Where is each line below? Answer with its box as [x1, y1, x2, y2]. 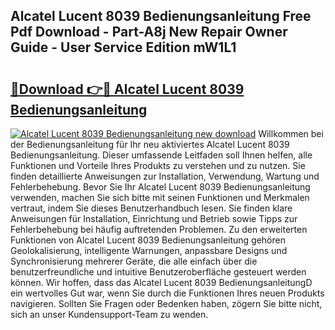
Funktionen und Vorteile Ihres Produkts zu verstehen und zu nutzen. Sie [10, 160, 306, 171]
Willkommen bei [258, 128, 324, 139]
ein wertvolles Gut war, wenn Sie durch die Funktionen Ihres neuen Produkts [10, 287, 325, 299]
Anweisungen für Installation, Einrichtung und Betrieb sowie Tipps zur [10, 213, 298, 224]
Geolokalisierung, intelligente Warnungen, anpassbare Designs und [10, 245, 288, 256]
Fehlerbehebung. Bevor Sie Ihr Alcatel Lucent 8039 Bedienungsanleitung [10, 181, 311, 193]
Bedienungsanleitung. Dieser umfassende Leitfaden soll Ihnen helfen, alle [10, 149, 313, 161]
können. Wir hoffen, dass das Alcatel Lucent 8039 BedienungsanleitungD [10, 277, 313, 288]
